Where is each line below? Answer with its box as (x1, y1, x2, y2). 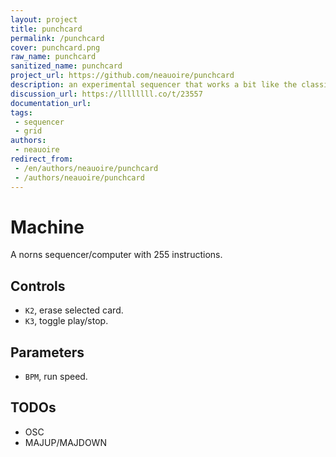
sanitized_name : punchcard (10, 61, 123, 71)
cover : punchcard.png (10, 42, 101, 53)
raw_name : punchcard (10, 52, 97, 62)
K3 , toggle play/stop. (24, 315, 109, 327)
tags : (10, 107, 33, 118)
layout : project (10, 14, 78, 25)
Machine (10, 216, 85, 238)
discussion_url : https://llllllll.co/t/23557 (10, 89, 203, 99)
